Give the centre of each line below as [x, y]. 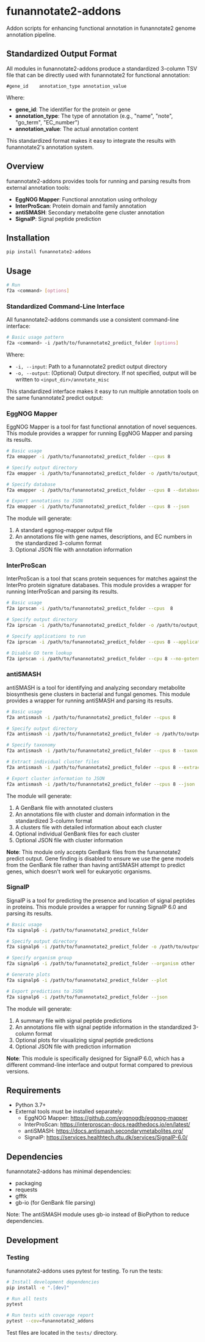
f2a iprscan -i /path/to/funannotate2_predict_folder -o [80, 626]
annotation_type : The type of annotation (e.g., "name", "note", [94, 116]
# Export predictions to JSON [45, 991]
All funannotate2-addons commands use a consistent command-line [93, 320]
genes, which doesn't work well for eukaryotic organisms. [79, 871]
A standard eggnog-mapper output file [64, 530]
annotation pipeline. [31, 34]
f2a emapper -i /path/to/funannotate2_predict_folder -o [80, 473]
